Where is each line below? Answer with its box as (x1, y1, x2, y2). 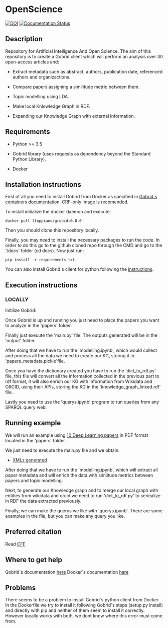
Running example (5, 419, 61, 427)
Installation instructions (5, 180, 81, 189)
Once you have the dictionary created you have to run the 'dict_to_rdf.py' (5, 368, 156, 374)
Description (5, 35, 43, 43)
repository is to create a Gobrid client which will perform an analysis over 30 (5, 53, 163, 59)
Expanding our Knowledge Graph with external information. (12, 113, 135, 119)
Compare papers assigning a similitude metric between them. (12, 84, 140, 90)
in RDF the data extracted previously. (5, 498, 82, 504)
